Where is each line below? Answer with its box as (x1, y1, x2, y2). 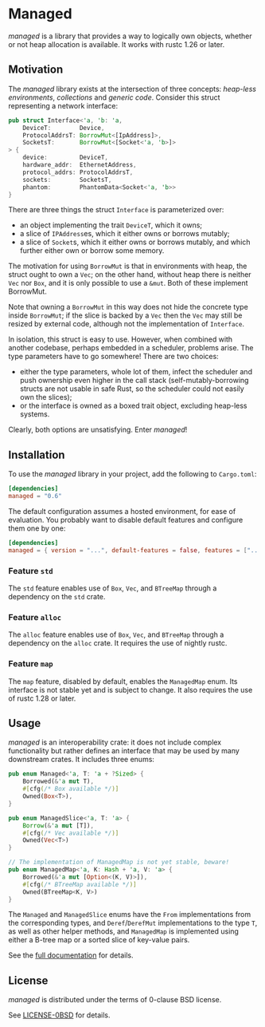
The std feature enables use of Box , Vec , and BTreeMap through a (8, 583, 217, 593)
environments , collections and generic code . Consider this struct (8, 93, 220, 102)
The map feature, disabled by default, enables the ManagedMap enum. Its (8, 676, 238, 686)
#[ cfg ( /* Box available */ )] (22, 785, 119, 793)
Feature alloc (8, 611, 62, 622)
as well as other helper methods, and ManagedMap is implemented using (8, 926, 239, 936)
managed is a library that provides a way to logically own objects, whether (8, 31, 252, 41)
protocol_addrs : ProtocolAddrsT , (22, 168, 134, 176)
